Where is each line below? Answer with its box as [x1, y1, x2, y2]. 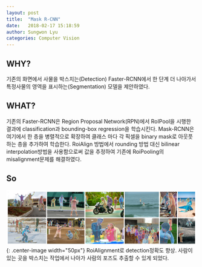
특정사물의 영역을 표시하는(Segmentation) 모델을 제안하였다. [6, 82, 150, 90]
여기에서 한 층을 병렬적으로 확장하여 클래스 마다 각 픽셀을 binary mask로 [6, 133, 177, 140]
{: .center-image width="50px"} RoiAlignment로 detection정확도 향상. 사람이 [6, 247, 194, 254]
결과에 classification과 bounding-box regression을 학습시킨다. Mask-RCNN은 [6, 125, 195, 133]
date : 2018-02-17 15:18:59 [6, 22, 80, 28]
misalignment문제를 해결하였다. [6, 155, 82, 163]
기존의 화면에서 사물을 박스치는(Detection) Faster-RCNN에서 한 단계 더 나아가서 [6, 75, 197, 82]
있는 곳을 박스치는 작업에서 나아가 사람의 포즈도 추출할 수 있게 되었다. [6, 254, 169, 262]
